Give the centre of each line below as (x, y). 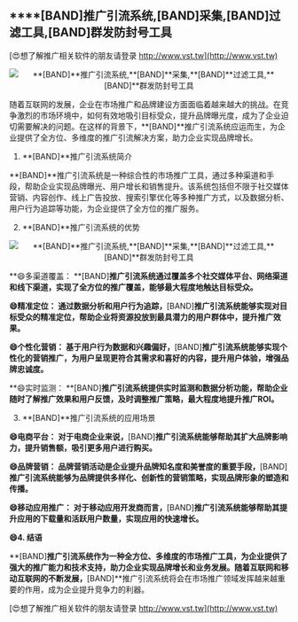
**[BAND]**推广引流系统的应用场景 (89, 417)
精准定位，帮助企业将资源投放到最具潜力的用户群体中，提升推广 (156, 316)
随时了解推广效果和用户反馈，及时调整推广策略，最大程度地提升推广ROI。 (144, 399)
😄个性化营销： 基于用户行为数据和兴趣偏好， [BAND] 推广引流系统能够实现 (145, 346)
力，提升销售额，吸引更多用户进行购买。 (83, 447)
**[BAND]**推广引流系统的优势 (81, 227)
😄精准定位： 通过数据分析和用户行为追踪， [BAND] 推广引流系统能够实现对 (145, 306)
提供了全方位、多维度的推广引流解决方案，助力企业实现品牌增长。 (137, 137)
